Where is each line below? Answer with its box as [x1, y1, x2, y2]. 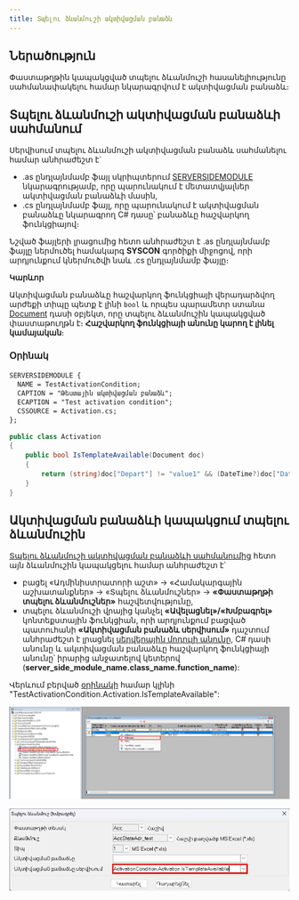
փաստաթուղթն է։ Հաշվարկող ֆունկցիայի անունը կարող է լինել [9, 318, 274, 328]
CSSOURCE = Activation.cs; [17, 406, 117, 416]
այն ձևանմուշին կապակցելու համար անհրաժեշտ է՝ [9, 560, 227, 571]
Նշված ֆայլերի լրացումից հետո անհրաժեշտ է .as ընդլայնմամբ [9, 236, 271, 247]
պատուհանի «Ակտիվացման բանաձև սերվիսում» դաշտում [21, 624, 270, 636]
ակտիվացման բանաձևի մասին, [21, 191, 158, 201]
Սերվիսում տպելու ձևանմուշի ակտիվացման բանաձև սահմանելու [9, 145, 287, 156]
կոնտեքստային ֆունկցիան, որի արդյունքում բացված [21, 615, 246, 626]
